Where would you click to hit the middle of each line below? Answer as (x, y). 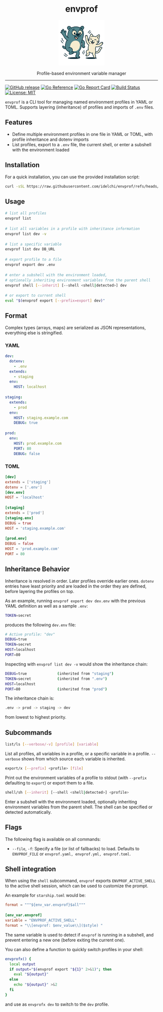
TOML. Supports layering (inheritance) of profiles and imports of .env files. (80, 107)
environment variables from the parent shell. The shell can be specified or (79, 807)
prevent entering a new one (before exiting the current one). (65, 940)
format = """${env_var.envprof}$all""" (45, 905)
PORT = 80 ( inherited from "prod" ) (56, 689)
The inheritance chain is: (30, 698)
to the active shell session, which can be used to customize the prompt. (77, 886)
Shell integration (31, 869)
